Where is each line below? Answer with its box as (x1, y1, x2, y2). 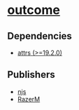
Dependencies (7, 30, 72, 42)
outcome (7, 2, 61, 18)
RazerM (17, 95, 41, 103)
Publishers (7, 69, 55, 81)
